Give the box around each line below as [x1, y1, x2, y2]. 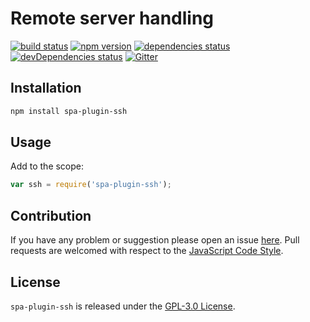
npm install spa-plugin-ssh [10, 106, 128, 116]
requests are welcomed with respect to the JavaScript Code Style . [10, 245, 284, 257]
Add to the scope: [10, 160, 85, 172]
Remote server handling [10, 7, 215, 30]
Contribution [10, 207, 92, 224]
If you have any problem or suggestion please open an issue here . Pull [10, 234, 300, 246]
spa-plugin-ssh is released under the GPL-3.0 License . [10, 300, 236, 312]
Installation [10, 80, 82, 97]
